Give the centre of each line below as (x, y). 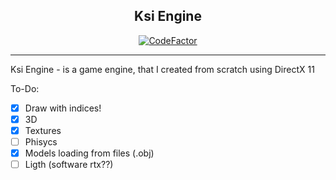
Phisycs (41, 142)
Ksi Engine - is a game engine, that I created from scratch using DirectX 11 (162, 69)
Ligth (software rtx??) (69, 165)
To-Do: (25, 88)
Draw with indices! (63, 108)
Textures (43, 130)
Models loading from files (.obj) (89, 153)
